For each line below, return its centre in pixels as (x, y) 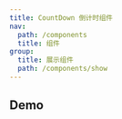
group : (22, 52)
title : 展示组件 (46, 60)
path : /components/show (62, 69)
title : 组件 (39, 43)
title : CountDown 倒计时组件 (61, 18)
